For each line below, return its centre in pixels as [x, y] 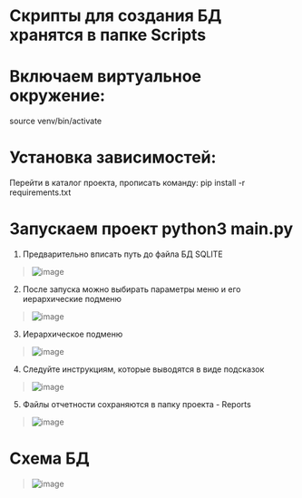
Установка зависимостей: [113, 157]
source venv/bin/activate [56, 121]
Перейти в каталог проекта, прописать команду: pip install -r [127, 183]
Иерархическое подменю [73, 334]
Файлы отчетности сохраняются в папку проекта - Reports [136, 404]
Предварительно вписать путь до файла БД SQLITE [123, 254]
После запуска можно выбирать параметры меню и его [132, 289]
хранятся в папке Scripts [108, 35]
